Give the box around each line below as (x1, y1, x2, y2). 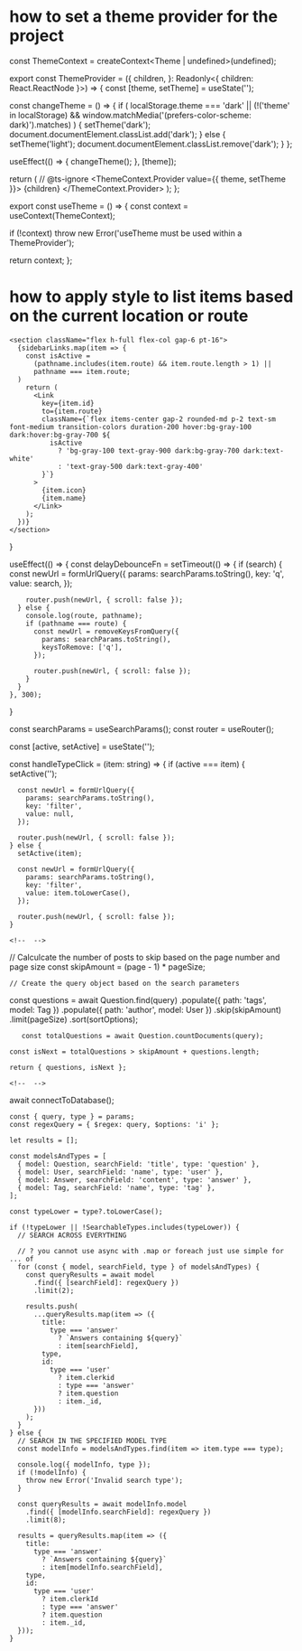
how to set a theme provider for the (9, 6, 278, 27)
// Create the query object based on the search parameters (9, 979, 241, 988)
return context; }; (9, 255, 73, 266)
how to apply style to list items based (9, 286, 294, 307)
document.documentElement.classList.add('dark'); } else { (9, 128, 226, 139)
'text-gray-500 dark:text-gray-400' (66, 462, 204, 471)
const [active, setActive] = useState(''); (9, 741, 155, 752)
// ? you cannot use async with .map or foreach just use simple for (17, 1246, 284, 1255)
